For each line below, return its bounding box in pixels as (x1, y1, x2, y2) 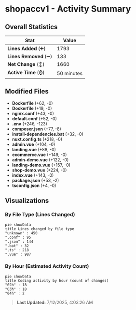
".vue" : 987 (5, 252, 31, 257)
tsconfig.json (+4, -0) (12, 183, 56, 188)
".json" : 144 (5, 239, 34, 244)
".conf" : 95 (5, 235, 31, 240)
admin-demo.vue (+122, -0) (12, 156, 69, 163)
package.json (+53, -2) (12, 177, 59, 183)
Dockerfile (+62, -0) (12, 100, 53, 106)
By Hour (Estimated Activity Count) (5, 263, 89, 270)
